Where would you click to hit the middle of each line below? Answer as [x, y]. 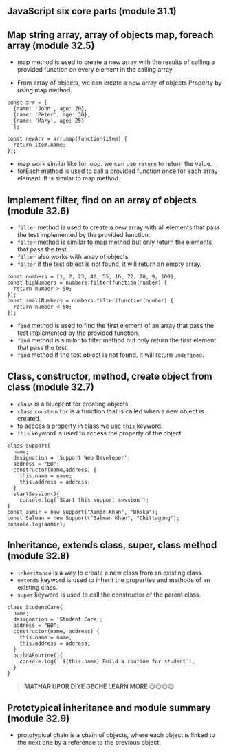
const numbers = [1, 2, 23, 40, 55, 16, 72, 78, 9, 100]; [92, 277]
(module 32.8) [39, 556]
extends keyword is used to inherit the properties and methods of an [113, 580]
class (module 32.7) [51, 388]
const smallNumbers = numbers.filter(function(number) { [90, 301]
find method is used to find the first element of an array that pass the [116, 326]
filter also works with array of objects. [74, 257]
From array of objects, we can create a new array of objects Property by [119, 83]
